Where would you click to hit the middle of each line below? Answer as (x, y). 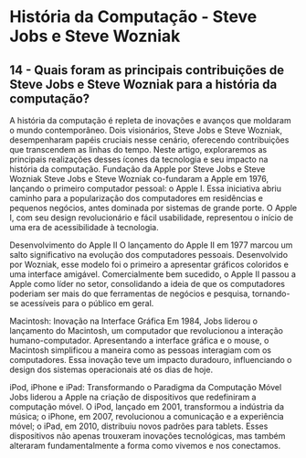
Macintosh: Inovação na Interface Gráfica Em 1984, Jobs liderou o (134, 321)
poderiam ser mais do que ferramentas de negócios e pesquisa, (130, 293)
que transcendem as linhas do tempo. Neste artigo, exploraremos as (138, 149)
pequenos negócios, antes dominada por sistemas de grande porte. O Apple (153, 208)
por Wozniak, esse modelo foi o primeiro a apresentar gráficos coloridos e (149, 264)
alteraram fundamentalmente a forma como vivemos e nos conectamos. (145, 446)
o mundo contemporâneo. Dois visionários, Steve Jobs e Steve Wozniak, (146, 130)
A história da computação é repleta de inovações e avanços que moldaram (150, 120)
